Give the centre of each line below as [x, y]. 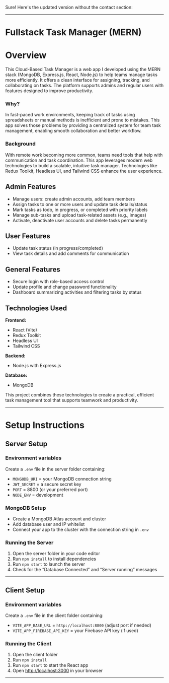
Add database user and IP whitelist [49, 524]
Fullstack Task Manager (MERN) [73, 32]
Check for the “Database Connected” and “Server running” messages [85, 570]
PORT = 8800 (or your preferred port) [50, 489]
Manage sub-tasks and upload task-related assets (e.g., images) [79, 215]
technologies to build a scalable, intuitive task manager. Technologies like [81, 165]
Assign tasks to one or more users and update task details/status [80, 204]
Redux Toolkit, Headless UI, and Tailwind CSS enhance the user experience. [84, 171]
